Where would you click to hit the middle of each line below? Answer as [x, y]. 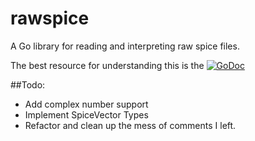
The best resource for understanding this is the [107, 65]
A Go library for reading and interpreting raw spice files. [125, 46]
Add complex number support [86, 104]
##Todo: [28, 84]
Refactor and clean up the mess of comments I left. [130, 125]
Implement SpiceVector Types [86, 114]
